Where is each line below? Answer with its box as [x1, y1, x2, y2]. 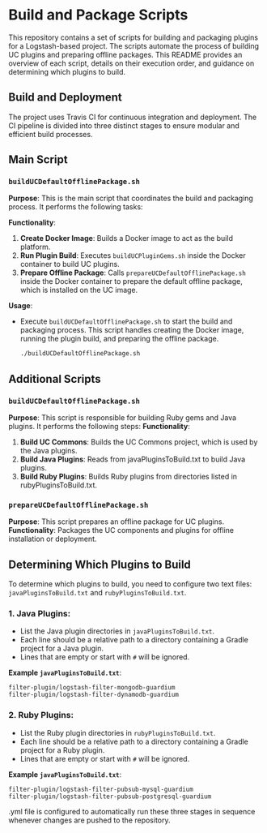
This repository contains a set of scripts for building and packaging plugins [8, 32, 259, 42]
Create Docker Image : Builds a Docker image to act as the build [19, 234, 233, 243]
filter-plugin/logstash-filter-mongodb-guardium [8, 684, 176, 692]
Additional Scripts [8, 371, 101, 386]
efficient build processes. [8, 129, 93, 139]
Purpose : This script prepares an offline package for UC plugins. [8, 517, 225, 526]
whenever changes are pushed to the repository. [8, 815, 171, 825]
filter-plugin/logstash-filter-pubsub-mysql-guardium [8, 785, 194, 793]
